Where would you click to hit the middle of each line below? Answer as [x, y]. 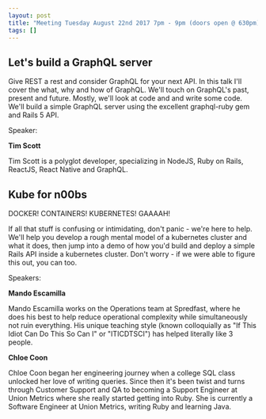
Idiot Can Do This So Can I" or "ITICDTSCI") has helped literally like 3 [121, 334]
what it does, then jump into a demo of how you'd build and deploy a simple [132, 246]
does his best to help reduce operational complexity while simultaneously [128, 317]
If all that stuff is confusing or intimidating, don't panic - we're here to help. [131, 229]
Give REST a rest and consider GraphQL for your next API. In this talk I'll [125, 82]
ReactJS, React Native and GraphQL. [68, 170]
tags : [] [23, 30]
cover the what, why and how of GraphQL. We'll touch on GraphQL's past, [129, 90]
